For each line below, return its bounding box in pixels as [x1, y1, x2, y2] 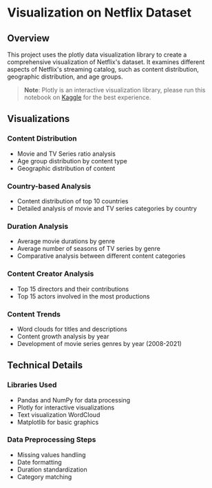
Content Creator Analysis [7, 269, 94, 278]
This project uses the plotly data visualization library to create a [7, 50, 187, 59]
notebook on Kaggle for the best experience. [23, 93, 151, 101]
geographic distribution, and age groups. [7, 72, 123, 81]
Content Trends [7, 309, 61, 318]
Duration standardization [17, 465, 87, 474]
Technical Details [7, 360, 83, 372]
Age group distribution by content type [17, 156, 127, 165]
